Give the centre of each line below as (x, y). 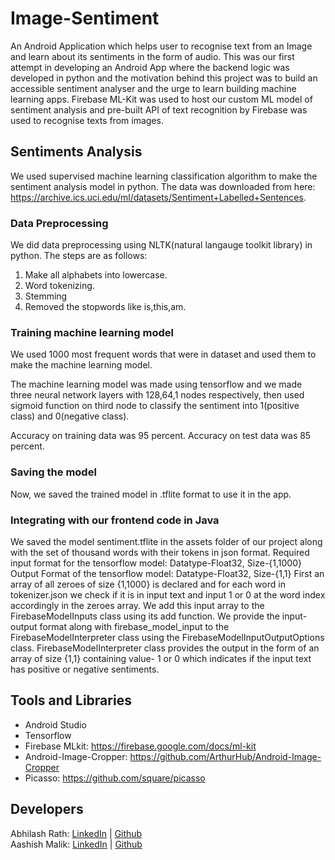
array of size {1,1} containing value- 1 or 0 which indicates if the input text (161, 658)
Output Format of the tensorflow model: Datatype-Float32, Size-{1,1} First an (167, 573)
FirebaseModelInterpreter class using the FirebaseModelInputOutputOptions (167, 637)
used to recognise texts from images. (87, 120)
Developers (47, 809)
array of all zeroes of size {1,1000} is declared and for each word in (148, 584)
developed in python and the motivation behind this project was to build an (164, 78)
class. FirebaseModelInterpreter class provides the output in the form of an (165, 648)
